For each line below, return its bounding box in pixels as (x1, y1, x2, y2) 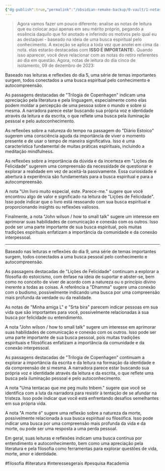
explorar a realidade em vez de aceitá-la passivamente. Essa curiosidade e (5, 168, 157, 174)
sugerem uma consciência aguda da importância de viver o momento (5, 133, 146, 139)
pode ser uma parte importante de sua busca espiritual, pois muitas (5, 224, 142, 230)
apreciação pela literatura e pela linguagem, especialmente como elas (5, 97, 147, 103)
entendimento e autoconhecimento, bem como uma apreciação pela (5, 440, 143, 446)
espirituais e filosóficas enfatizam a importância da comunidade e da (5, 339, 145, 345)
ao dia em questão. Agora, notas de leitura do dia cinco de (17, 57, 136, 63)
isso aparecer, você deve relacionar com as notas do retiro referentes (17, 52, 158, 58)
